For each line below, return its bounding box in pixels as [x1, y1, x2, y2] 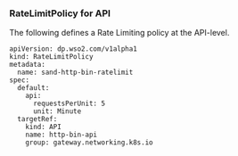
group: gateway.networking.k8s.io [25, 138, 153, 147]
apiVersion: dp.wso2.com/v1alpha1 [9, 45, 138, 53]
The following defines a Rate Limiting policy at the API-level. [9, 28, 230, 38]
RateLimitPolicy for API [9, 7, 111, 20]
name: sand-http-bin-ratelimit [17, 68, 134, 78]
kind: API [25, 123, 62, 132]
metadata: [9, 61, 46, 70]
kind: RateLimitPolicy [9, 53, 94, 62]
